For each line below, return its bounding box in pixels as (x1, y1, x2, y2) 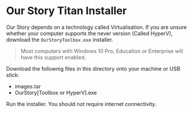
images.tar (14, 82, 41, 89)
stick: (6, 71, 20, 78)
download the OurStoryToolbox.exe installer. (6, 36, 114, 43)
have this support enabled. (20, 54, 86, 61)
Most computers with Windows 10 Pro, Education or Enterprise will (20, 47, 184, 54)
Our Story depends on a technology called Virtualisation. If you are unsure (6, 24, 187, 31)
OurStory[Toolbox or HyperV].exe (14, 89, 97, 96)
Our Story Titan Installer (6, 4, 127, 18)
